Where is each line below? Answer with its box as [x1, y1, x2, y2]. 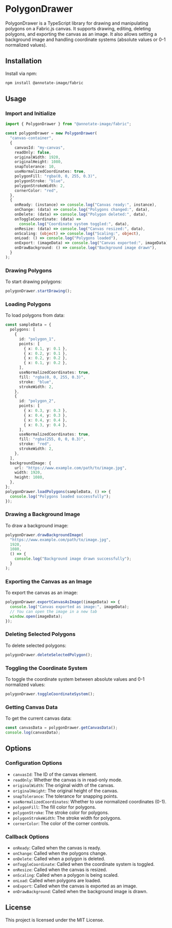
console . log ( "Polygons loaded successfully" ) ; [10, 493, 111, 499]
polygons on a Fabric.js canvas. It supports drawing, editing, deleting [5, 25, 151, 31]
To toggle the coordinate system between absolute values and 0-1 [5, 676, 145, 682]
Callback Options [5, 833, 50, 840]
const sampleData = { [5, 322, 52, 327]
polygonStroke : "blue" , [14, 178, 66, 184]
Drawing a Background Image [5, 511, 80, 518]
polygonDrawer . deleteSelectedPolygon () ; [5, 652, 93, 657]
